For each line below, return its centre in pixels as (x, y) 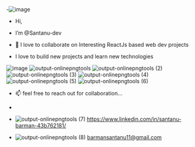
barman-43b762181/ (40, 125)
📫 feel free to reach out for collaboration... (69, 93)
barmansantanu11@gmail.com (125, 137)
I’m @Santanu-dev (38, 33)
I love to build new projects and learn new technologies (84, 56)
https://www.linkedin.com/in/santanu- (134, 119)
